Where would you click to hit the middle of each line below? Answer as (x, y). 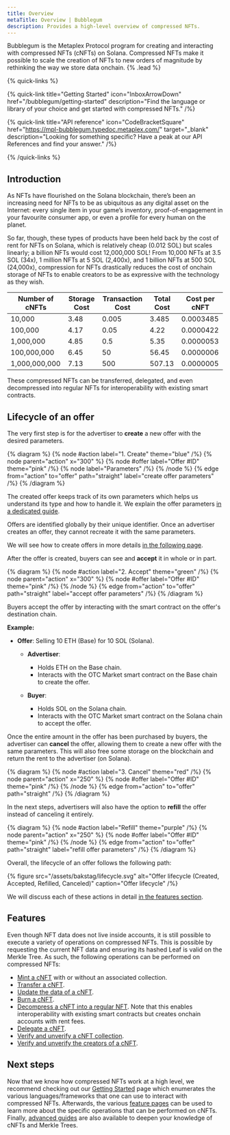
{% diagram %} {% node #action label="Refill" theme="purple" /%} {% (107, 828)
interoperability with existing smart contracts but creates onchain (109, 1013)
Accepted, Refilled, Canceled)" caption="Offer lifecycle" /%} (92, 883)
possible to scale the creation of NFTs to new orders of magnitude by (105, 60)
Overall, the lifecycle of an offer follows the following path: (89, 863)
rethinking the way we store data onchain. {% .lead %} (84, 68)
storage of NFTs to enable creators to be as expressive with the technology (113, 275)
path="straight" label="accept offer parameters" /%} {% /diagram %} (105, 594)
